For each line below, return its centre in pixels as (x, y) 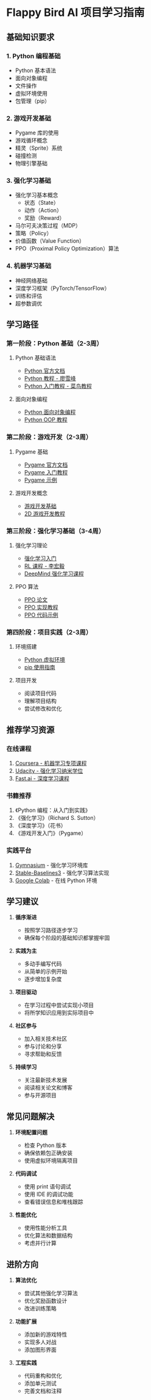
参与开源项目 (40, 1096)
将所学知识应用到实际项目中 (59, 1013)
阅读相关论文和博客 (48, 1088)
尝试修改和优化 (43, 709)
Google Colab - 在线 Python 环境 (56, 880)
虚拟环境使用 (31, 93)
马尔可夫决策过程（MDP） (48, 226)
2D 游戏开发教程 (45, 514)
